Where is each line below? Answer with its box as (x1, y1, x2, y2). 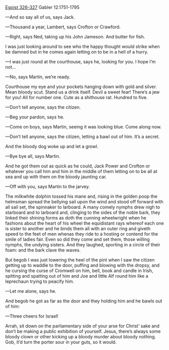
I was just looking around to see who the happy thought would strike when (5, 43, 160, 50)
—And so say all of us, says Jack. (5, 14, 75, 20)
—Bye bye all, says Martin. (5, 153, 61, 159)
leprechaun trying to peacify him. (5, 278, 74, 284)
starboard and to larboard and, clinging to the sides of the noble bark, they (5, 209, 160, 215)
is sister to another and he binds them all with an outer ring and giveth (5, 226, 151, 232)
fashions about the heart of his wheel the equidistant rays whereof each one (5, 220, 164, 226)
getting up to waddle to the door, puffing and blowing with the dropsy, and (5, 262, 160, 268)
